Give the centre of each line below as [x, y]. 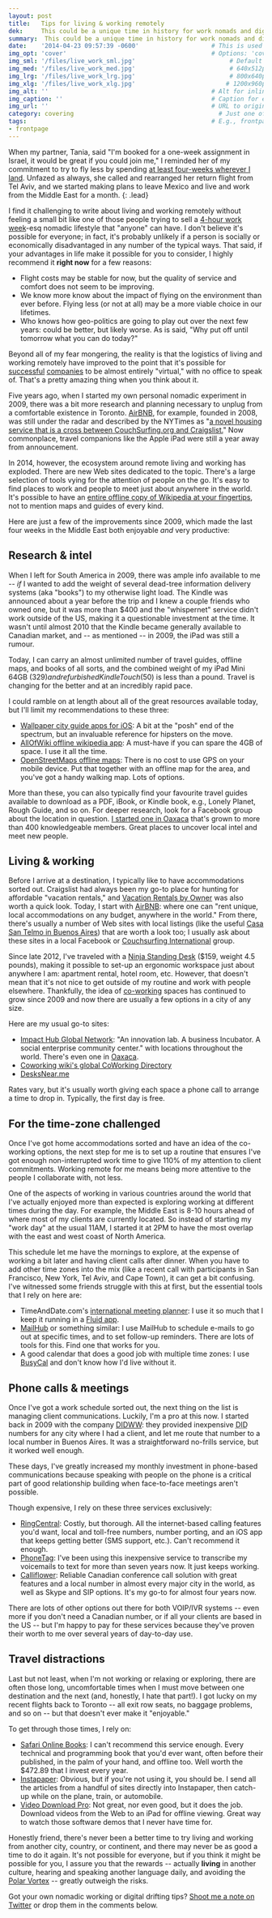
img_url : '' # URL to [125, 106]
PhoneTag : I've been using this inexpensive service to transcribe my [134, 1558]
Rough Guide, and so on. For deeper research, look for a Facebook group [131, 810]
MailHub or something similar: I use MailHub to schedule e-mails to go [137, 1328]
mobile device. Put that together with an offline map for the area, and [135, 768]
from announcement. [43, 447]
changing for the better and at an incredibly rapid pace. [100, 685]
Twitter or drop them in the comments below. [83, 1905]
